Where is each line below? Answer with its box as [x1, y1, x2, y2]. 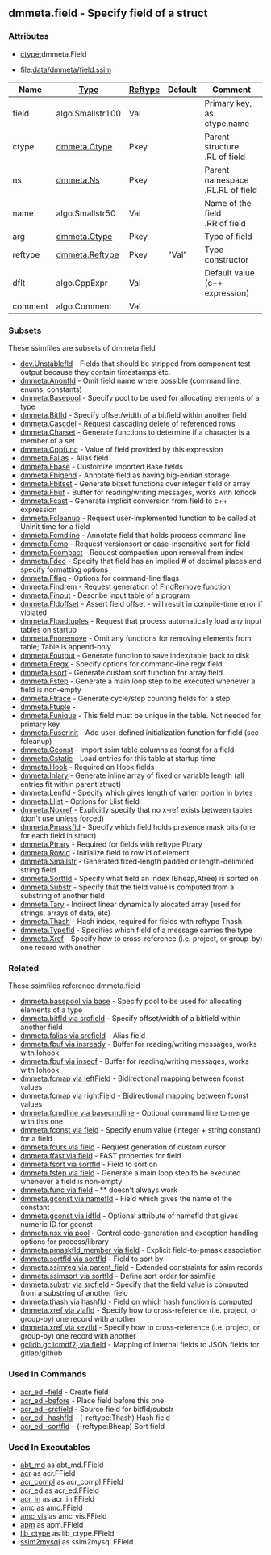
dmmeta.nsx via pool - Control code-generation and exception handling [19, 1228, 259, 1238]
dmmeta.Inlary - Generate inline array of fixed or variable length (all [19, 771, 244, 780]
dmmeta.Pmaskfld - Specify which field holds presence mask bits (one [19, 822, 256, 831]
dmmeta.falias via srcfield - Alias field [19, 1031, 146, 1040]
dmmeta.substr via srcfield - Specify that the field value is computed [19, 1280, 248, 1289]
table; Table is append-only [19, 641, 111, 651]
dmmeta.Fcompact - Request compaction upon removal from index [19, 547, 244, 557]
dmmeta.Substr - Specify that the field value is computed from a [19, 882, 235, 892]
